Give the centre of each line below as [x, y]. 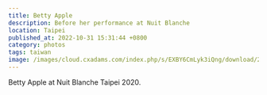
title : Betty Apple [41, 15]
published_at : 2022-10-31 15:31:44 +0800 [78, 38]
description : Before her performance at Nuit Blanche [99, 23]
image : [19, 60]
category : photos [37, 45]
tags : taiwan [30, 52]
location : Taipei [37, 30]
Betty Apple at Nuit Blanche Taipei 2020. [75, 82]
